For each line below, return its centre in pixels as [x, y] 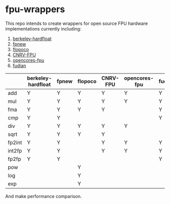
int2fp [15, 151]
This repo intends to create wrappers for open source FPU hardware [77, 23]
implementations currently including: [44, 28]
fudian [19, 65]
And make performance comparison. [44, 196]
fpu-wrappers [35, 9]
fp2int [15, 142]
